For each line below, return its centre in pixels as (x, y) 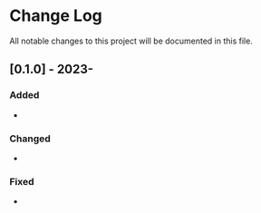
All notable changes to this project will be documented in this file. (131, 41)
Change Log (56, 16)
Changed (30, 139)
